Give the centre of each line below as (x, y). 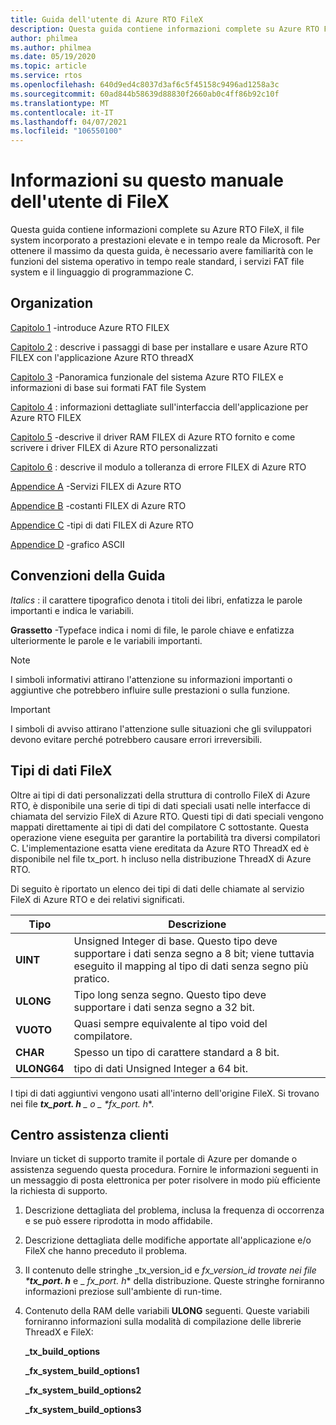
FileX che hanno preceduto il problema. (106, 1251)
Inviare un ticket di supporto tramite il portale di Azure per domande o (154, 1159)
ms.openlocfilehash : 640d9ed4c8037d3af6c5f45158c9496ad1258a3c (145, 85)
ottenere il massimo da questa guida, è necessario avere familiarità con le (162, 251)
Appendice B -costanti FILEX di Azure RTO (98, 505)
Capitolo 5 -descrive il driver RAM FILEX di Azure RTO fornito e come (153, 437)
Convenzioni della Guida (88, 576)
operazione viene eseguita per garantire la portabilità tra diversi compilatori (165, 837)
